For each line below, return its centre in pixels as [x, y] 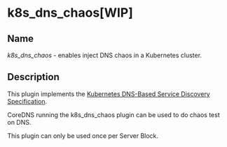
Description [33, 77]
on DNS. [19, 122]
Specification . [27, 101]
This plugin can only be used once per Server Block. [83, 136]
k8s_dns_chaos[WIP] [70, 13]
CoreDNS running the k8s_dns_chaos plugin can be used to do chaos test [113, 115]
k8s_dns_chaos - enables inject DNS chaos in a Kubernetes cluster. [104, 55]
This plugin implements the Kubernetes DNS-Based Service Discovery [109, 94]
